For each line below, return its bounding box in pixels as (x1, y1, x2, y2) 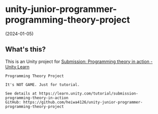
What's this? (5, 45, 46, 53)
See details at (5, 91, 37, 96)
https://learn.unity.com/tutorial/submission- (39, 91, 138, 96)
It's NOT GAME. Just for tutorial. (5, 82, 80, 87)
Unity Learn (5, 63, 30, 69)
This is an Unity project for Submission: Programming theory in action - (5, 58, 153, 64)
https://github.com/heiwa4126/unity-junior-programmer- (23, 99, 143, 104)
